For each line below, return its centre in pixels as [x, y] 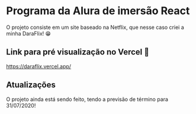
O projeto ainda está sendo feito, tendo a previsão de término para [87, 99]
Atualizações [31, 85]
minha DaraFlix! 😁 [29, 33]
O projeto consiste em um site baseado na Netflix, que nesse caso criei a [95, 27]
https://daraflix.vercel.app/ [39, 66]
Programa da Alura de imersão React [98, 11]
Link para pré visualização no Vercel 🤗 [78, 52]
